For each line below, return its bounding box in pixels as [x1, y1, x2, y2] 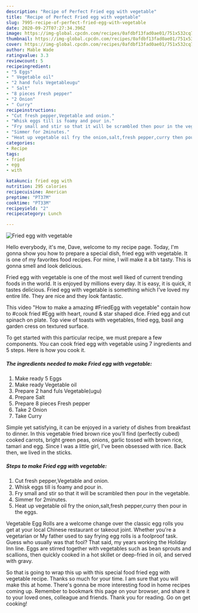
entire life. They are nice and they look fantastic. [6, 293, 123, 300]
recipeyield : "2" [6, 206, 49, 211]
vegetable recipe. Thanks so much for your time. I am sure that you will [6, 575, 179, 582]
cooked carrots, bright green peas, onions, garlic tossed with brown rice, [6, 436, 183, 443]
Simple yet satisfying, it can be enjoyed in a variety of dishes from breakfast [6, 424, 191, 431]
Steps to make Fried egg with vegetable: [6, 462, 107, 469]
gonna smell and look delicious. [6, 263, 83, 270]
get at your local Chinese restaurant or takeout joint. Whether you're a [6, 526, 176, 534]
